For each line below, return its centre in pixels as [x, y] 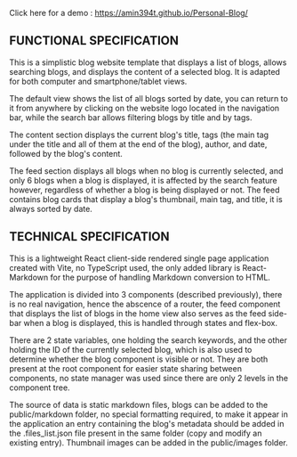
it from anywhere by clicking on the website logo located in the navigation [144, 108]
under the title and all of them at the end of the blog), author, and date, [138, 144]
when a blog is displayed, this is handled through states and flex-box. [151, 322]
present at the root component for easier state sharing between [126, 368]
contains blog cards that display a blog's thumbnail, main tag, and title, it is [146, 199]
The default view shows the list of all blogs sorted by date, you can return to [149, 98]
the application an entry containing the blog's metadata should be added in [147, 423]
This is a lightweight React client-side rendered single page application [139, 258]
